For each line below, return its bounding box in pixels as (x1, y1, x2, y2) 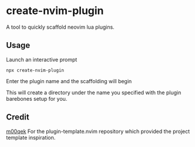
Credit (6, 112, 29, 122)
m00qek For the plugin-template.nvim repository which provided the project (6, 128, 190, 135)
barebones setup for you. (6, 95, 68, 102)
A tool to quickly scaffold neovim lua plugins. (6, 23, 115, 30)
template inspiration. (6, 134, 56, 141)
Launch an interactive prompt (6, 56, 78, 63)
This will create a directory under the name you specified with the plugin (6, 89, 181, 96)
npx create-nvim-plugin (6, 67, 65, 73)
